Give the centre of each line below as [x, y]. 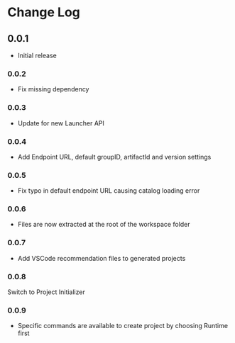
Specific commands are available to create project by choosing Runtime [123, 326]
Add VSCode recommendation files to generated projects [102, 258]
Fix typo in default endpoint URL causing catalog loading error [109, 191]
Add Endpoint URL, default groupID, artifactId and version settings [114, 157]
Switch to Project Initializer [46, 292]
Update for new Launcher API [61, 123]
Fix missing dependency [53, 89]
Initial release [37, 55]
